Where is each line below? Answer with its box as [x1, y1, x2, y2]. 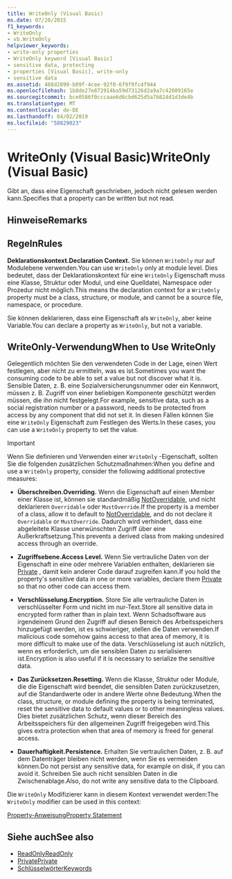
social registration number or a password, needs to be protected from [7, 404, 206, 412]
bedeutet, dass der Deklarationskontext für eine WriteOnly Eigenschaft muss [7, 271, 225, 279]
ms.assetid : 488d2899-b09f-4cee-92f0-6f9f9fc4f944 [7, 81, 157, 88]
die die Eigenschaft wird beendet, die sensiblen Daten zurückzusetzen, [17, 682, 220, 691]
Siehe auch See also [7, 831, 94, 843]
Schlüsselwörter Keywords [17, 864, 92, 873]
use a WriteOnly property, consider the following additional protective [7, 467, 206, 475]
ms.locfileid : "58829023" [7, 119, 82, 127]
